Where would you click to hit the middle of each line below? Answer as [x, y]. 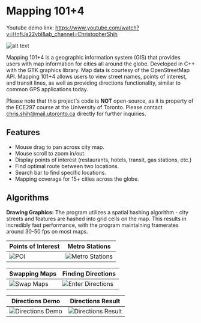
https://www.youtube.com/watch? [97, 28]
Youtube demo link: [30, 28]
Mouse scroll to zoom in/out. [50, 153]
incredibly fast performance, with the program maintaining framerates [92, 225]
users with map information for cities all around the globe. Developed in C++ [101, 64]
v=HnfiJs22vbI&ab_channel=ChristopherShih [62, 34]
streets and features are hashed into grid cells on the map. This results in [97, 219]
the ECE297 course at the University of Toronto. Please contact [85, 107]
